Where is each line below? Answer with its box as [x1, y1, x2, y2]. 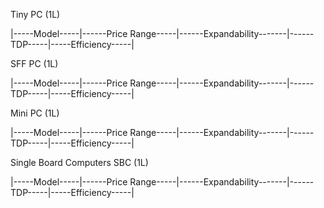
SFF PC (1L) [10, 58, 59, 69]
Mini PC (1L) [10, 107, 60, 119]
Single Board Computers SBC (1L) [10, 157, 149, 168]
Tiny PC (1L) [10, 9, 61, 20]
